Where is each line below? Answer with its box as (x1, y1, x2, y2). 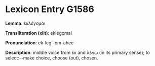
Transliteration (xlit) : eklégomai (5, 30, 72, 36)
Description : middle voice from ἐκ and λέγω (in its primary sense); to (5, 49, 150, 55)
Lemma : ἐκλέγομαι (5, 20, 46, 26)
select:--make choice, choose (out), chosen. (5, 54, 98, 61)
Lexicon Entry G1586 (5, 4, 95, 15)
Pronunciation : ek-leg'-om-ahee (5, 39, 74, 46)
